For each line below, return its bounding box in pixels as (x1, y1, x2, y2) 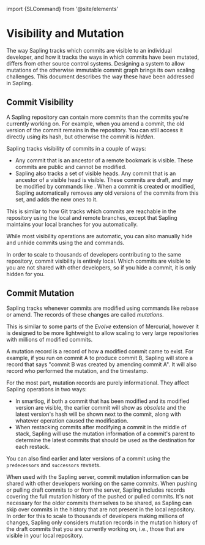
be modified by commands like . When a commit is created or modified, (15, 182, 196, 190)
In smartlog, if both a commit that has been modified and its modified (15, 397, 190, 405)
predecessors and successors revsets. (6, 461, 101, 468)
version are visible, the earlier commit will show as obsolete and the (15, 404, 187, 411)
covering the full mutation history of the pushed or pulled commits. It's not (6, 492, 194, 500)
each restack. (15, 443, 50, 450)
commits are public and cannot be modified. (15, 163, 127, 170)
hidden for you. (6, 270, 45, 277)
